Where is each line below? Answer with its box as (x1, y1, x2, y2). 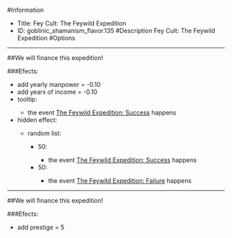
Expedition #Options (17, 34, 76, 42)
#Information (7, 6, 44, 14)
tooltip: (17, 95, 38, 103)
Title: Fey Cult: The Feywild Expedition (17, 19, 126, 27)
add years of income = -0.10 (17, 88, 98, 96)
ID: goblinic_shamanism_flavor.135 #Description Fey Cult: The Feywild (17, 27, 215, 34)
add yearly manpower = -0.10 (17, 81, 101, 88)
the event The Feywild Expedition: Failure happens (48, 177, 192, 185)
